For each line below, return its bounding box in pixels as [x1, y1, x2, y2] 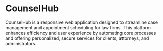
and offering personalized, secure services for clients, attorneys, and [5, 35, 149, 41]
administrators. [5, 40, 37, 46]
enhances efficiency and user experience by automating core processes [5, 30, 156, 36]
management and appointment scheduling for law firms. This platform [5, 24, 151, 30]
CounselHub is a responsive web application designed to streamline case [5, 19, 158, 25]
